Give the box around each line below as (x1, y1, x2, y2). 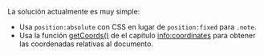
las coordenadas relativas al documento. (18, 39, 154, 49)
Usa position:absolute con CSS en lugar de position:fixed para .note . (18, 22, 257, 31)
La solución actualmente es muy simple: (7, 7, 140, 16)
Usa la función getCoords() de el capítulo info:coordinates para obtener (18, 31, 256, 40)
